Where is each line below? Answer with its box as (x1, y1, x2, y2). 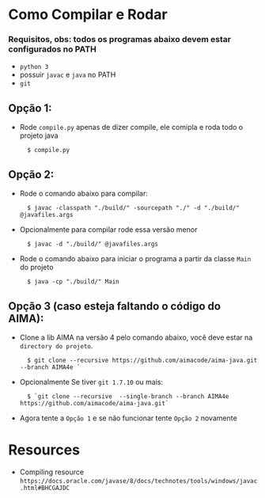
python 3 (19, 63, 49, 71)
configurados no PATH (8, 44, 97, 55)
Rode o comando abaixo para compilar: (19, 188, 148, 199)
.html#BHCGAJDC (19, 484, 70, 492)
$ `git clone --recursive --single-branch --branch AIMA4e (27, 392, 229, 401)
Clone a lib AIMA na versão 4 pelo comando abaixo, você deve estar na (19, 333, 253, 342)
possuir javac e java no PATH (19, 70, 116, 80)
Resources (8, 441, 81, 459)
